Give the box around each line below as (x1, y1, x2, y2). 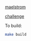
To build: (5, 23, 22, 28)
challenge (5, 14, 25, 19)
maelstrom (5, 4, 26, 10)
